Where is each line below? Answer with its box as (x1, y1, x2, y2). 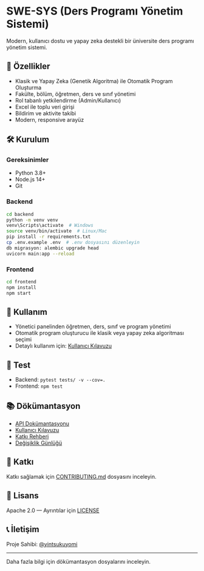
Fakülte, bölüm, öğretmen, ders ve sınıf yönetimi (15, 90, 136, 98)
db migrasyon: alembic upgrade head (6, 245, 99, 251)
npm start (6, 290, 32, 296)
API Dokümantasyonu (15, 420, 70, 427)
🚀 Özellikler (6, 61, 50, 72)
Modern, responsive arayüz (15, 116, 84, 123)
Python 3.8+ (15, 169, 47, 177)
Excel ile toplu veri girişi (15, 103, 75, 110)
